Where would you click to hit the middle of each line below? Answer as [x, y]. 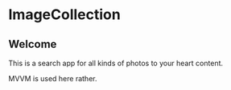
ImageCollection [64, 15]
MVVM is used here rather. [53, 78]
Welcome [33, 44]
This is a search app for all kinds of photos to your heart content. [116, 63]
